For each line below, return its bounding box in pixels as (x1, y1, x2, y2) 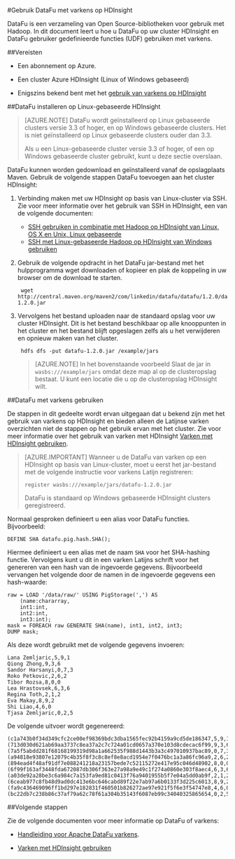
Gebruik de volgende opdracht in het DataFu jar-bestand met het (17, 259, 204, 267)
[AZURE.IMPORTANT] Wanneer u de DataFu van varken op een (24, 453, 207, 461)
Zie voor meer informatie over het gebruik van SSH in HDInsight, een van (17, 201, 227, 210)
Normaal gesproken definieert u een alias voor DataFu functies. (7, 515, 190, 523)
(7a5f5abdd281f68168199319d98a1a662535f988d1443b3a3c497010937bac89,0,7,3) (7, 747, 233, 754)
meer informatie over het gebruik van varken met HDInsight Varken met (7, 432, 213, 440)
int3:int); (20, 616, 52, 623)
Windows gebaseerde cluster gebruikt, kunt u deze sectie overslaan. (24, 152, 222, 160)
